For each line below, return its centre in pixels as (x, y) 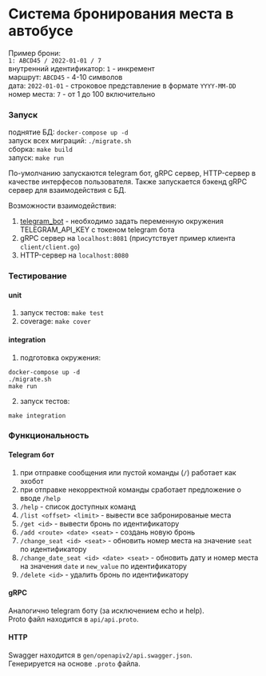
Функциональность (49, 435)
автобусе (41, 31)
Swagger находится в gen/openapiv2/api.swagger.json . (101, 655)
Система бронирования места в (121, 14)
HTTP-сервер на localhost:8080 (74, 255)
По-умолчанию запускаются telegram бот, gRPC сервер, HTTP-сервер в (132, 174)
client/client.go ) (50, 247)
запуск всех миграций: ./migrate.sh (70, 141)
